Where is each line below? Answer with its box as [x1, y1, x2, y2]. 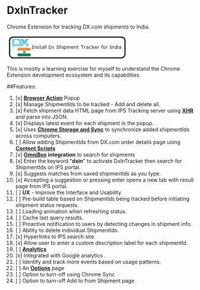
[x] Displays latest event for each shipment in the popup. [15, 119, 154, 126]
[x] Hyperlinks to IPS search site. [15, 232, 96, 240]
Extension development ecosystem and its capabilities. [7, 71, 141, 78]
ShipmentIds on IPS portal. [15, 164, 81, 171]
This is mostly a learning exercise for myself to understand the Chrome [7, 65, 180, 72]
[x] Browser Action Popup [15, 94, 80, 101]
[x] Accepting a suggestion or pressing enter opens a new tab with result [15, 176, 194, 183]
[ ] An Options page [15, 264, 65, 272]
